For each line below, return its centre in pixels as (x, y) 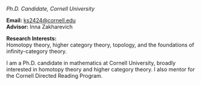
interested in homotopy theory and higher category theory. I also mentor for (100, 69)
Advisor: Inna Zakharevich (40, 27)
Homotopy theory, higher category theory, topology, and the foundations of (100, 45)
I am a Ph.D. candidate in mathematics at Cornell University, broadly (91, 63)
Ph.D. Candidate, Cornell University (51, 9)
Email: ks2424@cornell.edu (41, 20)
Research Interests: (31, 38)
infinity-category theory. (37, 51)
